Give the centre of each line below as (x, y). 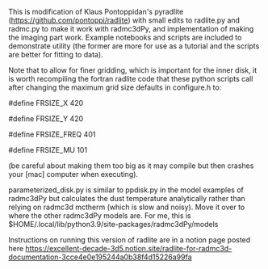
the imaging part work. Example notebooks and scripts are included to (125, 37)
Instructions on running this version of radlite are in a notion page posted (130, 240)
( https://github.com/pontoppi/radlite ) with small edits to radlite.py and (124, 20)
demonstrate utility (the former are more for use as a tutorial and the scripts (134, 46)
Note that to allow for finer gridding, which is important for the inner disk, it (133, 70)
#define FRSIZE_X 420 (46, 103)
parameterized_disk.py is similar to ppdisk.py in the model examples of (126, 190)
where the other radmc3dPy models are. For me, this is (100, 216)
